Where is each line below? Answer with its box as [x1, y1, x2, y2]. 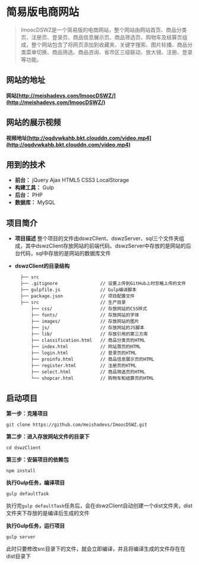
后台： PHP [14, 192, 43, 199]
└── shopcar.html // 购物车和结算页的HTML [30, 375, 154, 381]
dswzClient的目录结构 [14, 262, 70, 269]
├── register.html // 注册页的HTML [30, 363, 137, 369]
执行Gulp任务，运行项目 [6, 522, 65, 529]
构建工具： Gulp [14, 184, 55, 191]
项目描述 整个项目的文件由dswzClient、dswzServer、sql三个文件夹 [14, 235, 179, 242]
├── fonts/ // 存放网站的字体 [30, 312, 140, 318]
